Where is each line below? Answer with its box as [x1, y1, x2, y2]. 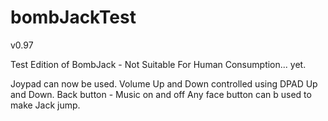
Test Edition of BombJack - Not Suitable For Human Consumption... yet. [10, 58, 307, 70]
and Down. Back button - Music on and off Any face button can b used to [10, 88, 312, 100]
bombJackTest [10, 6, 137, 29]
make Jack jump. [10, 99, 81, 111]
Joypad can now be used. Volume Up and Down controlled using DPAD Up [10, 77, 318, 90]
